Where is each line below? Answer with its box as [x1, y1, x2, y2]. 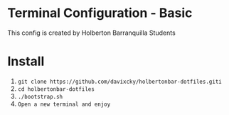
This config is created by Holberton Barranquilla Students [7, 28, 176, 37]
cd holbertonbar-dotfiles [17, 85, 95, 93]
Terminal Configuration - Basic [7, 5, 193, 21]
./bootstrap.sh [17, 93, 63, 100]
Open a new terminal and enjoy [17, 101, 111, 108]
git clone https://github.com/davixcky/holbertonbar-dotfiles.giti [17, 78, 222, 85]
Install [7, 53, 45, 70]
